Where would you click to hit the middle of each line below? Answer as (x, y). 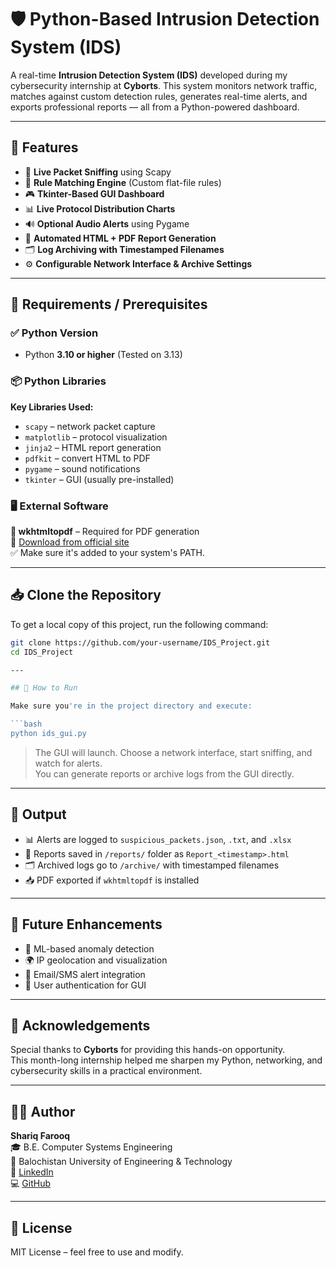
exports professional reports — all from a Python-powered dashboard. (155, 107)
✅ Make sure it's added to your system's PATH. (107, 553)
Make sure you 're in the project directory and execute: (131, 706)
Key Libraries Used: (52, 407)
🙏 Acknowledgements (80, 1025)
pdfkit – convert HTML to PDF (87, 458)
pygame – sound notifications (82, 468)
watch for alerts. (68, 763)
